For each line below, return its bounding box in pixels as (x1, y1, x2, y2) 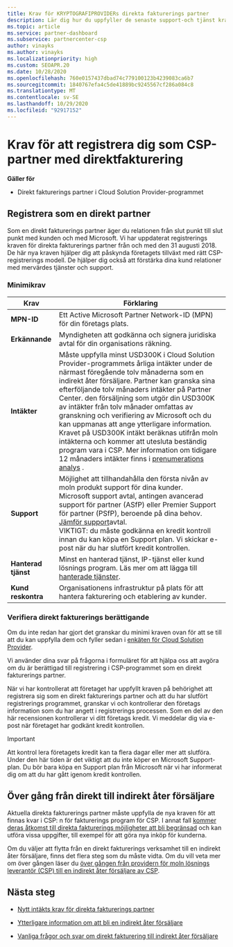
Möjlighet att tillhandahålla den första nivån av (58, 473, 209, 483)
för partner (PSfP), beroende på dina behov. (58, 508, 202, 518)
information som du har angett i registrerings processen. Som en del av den (7, 706, 223, 715)
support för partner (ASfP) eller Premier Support (58, 500, 216, 510)
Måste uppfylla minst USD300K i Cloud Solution (58, 349, 215, 359)
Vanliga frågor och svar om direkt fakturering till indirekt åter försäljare (17, 932, 218, 940)
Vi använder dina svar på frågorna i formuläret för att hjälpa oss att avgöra (7, 657, 220, 665)
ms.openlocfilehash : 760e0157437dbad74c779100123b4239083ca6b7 (7, 74, 194, 82)
